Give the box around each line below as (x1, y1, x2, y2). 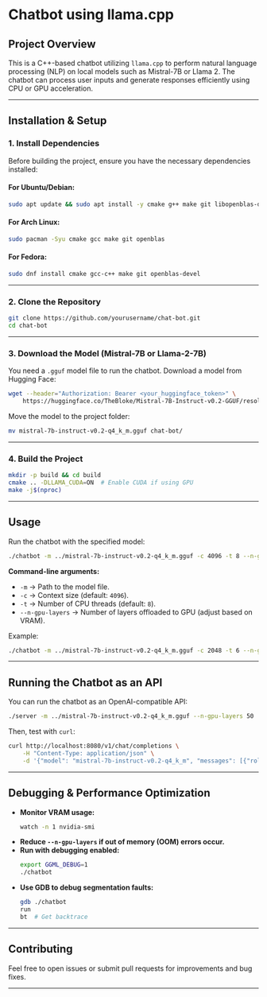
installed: (8, 165, 38, 174)
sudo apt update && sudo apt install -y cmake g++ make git (8, 200, 212, 208)
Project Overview (8, 37, 96, 51)
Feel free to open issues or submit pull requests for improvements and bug (8, 964, 253, 973)
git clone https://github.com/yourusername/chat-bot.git (8, 314, 201, 323)
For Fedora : (8, 252, 48, 262)
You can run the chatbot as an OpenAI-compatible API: (8, 697, 188, 707)
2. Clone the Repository (8, 296, 102, 307)
